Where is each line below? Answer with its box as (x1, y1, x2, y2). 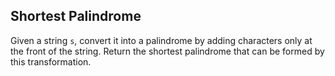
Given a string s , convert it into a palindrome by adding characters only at (10, 34, 313, 46)
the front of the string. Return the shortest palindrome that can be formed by (10, 45, 325, 57)
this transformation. (10, 55, 92, 68)
